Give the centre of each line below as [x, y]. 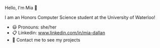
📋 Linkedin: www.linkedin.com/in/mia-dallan [59, 33]
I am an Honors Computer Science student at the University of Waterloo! [80, 17]
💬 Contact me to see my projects [46, 40]
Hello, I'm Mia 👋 [21, 8]
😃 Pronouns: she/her [34, 27]
